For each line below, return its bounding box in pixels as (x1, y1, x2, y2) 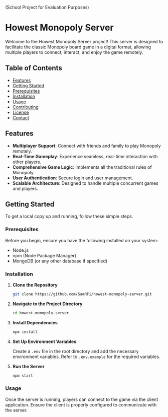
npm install (12, 329, 38, 334)
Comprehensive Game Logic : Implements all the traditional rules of (12, 164, 152, 170)
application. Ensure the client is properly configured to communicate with (5, 401, 157, 407)
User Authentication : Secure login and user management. (12, 175, 133, 181)
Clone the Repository (12, 282, 58, 288)
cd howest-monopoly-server (12, 310, 69, 315)
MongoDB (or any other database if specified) (12, 258, 108, 264)
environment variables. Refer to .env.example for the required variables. (12, 354, 160, 360)
